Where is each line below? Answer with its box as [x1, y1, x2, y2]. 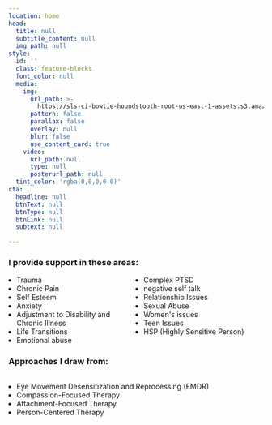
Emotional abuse [16, 336, 73, 346]
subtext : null [15, 223, 63, 231]
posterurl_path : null [29, 170, 104, 178]
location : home [8, 11, 60, 20]
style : [8, 49, 31, 58]
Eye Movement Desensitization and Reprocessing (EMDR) [16, 381, 209, 391]
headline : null [15, 192, 67, 201]
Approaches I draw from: [8, 356, 109, 367]
